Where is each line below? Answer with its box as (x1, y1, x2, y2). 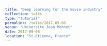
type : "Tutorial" (5, 16, 40, 21)
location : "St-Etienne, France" (5, 34, 70, 39)
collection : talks (5, 11, 42, 16)
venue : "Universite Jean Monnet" (5, 25, 73, 30)
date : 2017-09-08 (5, 29, 40, 34)
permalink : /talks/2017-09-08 (5, 20, 66, 25)
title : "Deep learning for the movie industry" (5, 7, 103, 12)
